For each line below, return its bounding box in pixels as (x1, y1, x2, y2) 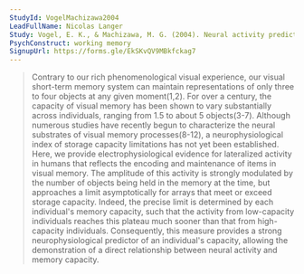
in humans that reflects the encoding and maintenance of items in (31, 158, 277, 169)
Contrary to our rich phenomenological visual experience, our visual (31, 71, 285, 82)
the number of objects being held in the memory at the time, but (31, 177, 271, 188)
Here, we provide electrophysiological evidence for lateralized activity (31, 148, 292, 159)
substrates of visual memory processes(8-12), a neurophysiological (31, 129, 283, 140)
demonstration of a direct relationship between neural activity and (31, 245, 278, 256)
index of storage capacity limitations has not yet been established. (31, 139, 280, 150)
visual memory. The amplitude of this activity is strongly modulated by (31, 168, 294, 179)
